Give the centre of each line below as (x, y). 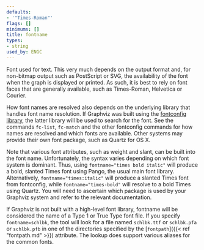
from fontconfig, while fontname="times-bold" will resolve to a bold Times (99, 184)
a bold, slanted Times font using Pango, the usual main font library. (90, 171)
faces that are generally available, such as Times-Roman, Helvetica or (94, 89)
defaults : (19, 12)
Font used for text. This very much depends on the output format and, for (99, 69)
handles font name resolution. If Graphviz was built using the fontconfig (97, 113)
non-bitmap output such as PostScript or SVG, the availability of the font (97, 76)
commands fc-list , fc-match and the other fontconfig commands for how (100, 127)
